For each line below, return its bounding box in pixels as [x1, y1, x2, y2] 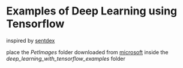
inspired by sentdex [6, 37, 55, 44]
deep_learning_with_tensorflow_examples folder [6, 55, 126, 62]
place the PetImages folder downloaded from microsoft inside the [6, 48, 169, 55]
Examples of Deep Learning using [6, 4, 178, 18]
